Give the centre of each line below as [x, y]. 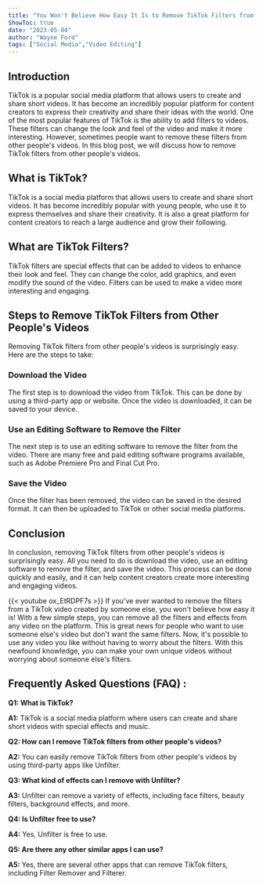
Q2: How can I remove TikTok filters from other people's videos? [115, 741]
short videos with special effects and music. [79, 726]
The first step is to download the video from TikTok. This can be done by [125, 392]
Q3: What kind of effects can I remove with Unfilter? [94, 780]
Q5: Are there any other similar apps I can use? [86, 849]
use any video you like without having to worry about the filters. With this [126, 643]
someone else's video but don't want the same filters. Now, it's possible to [128, 634]
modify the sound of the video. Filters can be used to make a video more [125, 282]
